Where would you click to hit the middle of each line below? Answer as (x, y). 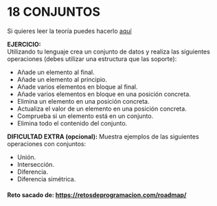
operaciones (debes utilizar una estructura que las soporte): (92, 58)
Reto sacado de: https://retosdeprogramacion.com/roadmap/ (97, 195)
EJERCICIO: (24, 44)
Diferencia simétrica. (46, 179)
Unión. (26, 157)
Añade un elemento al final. (56, 72)
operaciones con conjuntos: (47, 144)
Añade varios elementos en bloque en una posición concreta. (104, 94)
